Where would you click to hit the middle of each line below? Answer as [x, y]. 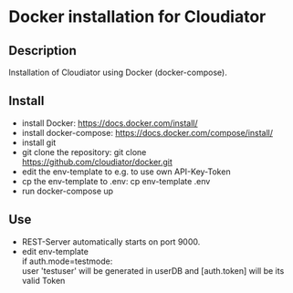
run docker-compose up [68, 191]
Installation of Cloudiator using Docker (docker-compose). [118, 72]
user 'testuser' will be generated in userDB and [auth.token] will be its [153, 270]
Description [42, 51]
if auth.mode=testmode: [67, 261]
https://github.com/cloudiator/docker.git [97, 162]
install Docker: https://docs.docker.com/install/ [110, 123]
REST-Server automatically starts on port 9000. [111, 241]
